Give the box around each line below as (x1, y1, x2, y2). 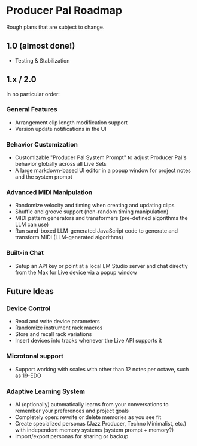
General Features (6, 105, 58, 114)
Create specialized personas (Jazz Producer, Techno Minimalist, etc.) (14, 420, 187, 427)
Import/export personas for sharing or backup (14, 433, 129, 440)
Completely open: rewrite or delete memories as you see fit (14, 414, 162, 421)
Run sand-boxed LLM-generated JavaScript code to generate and (14, 227, 178, 234)
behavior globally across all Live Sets (14, 160, 107, 168)
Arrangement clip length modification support (14, 118, 128, 126)
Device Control (6, 304, 51, 313)
